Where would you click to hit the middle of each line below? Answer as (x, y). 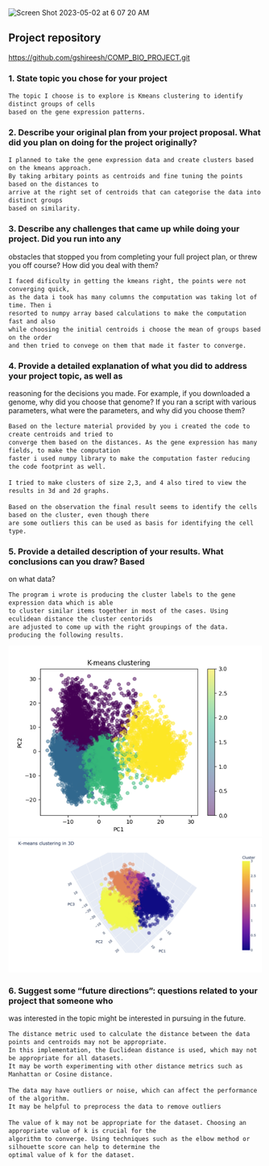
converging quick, (39, 289)
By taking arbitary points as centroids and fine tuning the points (126, 177)
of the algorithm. (39, 1099)
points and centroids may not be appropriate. (88, 1043)
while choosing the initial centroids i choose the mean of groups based (135, 329)
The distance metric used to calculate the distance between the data (129, 1034)
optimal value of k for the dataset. (72, 1156)
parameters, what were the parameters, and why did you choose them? (127, 410)
